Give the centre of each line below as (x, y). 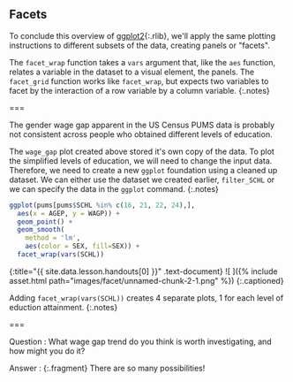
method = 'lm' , (53, 238)
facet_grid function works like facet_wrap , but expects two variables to (139, 81)
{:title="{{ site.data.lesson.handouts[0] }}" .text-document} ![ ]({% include (143, 271)
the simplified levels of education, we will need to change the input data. (141, 160)
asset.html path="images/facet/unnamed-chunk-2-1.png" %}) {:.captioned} (146, 280)
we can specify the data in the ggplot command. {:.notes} (114, 188)
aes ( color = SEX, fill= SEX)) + (83, 247)
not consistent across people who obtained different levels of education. (141, 134)
